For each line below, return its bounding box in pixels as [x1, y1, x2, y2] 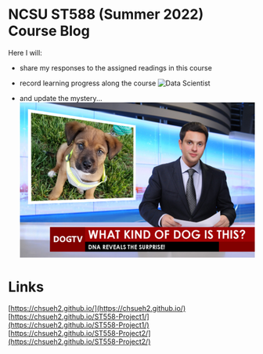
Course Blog [8, 22, 90, 40]
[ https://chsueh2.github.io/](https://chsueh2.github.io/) [8, 304, 186, 313]
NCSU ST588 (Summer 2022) [8, 5, 204, 23]
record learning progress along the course [19, 78, 157, 88]
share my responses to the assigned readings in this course [19, 63, 213, 72]
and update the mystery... [19, 93, 103, 103]
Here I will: [8, 48, 43, 57]
